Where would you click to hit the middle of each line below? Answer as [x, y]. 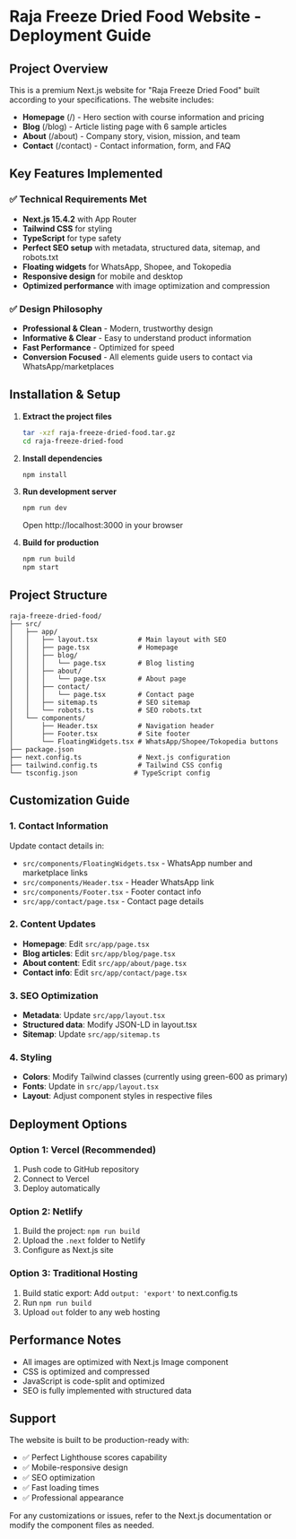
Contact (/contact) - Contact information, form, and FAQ [126, 146]
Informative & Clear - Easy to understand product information [137, 337]
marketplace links [55, 873]
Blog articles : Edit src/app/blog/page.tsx [99, 953]
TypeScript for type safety [72, 238]
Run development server [69, 491]
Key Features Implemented [86, 174]
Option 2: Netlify [46, 1212]
